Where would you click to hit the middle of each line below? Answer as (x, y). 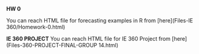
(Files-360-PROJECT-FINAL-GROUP (52, 45)
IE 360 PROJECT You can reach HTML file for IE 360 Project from (89, 39)
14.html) (109, 45)
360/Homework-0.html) (36, 27)
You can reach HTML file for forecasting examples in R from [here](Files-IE (99, 20)
